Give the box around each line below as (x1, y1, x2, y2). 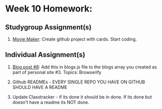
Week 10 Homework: (5, 3, 93, 14)
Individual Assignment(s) (5, 50, 86, 59)
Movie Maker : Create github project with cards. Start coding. (12, 36, 137, 42)
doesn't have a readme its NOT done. (12, 99, 90, 105)
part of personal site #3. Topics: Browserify (12, 69, 102, 75)
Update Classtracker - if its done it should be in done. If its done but (12, 93, 152, 100)
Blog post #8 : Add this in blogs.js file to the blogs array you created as (12, 63, 157, 70)
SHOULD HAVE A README (12, 84, 68, 90)
